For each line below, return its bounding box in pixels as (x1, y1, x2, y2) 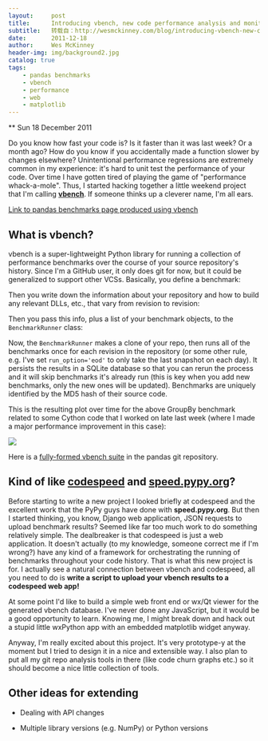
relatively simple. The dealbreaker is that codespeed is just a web (8, 530, 223, 540)
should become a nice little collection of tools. (8, 663, 160, 672)
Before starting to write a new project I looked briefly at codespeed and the (8, 496, 255, 506)
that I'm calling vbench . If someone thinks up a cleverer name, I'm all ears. (8, 189, 254, 199)
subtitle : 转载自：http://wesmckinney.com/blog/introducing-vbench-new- (8, 26, 258, 34)
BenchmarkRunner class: (8, 322, 84, 332)
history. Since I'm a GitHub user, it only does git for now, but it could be (8, 265, 242, 276)
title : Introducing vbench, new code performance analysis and (8, 19, 241, 27)
